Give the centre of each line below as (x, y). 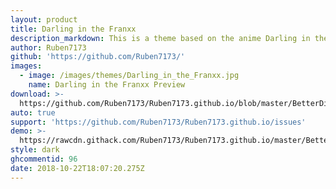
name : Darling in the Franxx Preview (107, 85)
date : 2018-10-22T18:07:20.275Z (77, 168)
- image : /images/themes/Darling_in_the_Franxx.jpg (129, 76)
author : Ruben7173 (48, 47)
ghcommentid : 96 (44, 159)
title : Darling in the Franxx (73, 29)
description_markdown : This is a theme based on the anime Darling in (160, 38)
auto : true (33, 112)
